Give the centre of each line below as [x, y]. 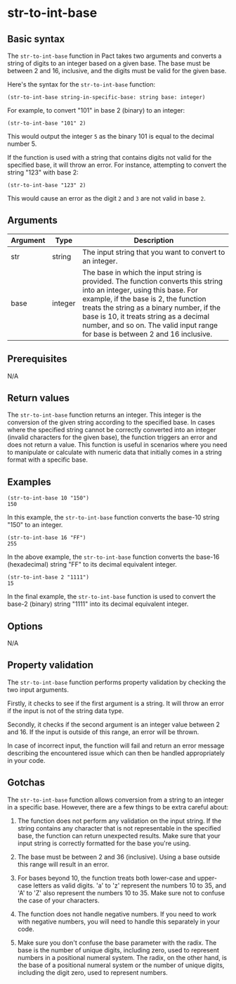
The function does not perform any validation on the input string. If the [119, 821]
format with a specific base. [47, 460]
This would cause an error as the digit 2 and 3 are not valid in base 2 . [106, 198]
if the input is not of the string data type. [66, 711]
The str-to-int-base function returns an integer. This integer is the [104, 415]
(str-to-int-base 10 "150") [48, 498]
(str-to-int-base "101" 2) [47, 123]
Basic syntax [36, 39]
